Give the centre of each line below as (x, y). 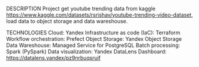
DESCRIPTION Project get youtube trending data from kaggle (81, 9)
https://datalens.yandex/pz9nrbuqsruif (53, 58)
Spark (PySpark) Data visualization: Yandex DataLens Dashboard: (86, 52)
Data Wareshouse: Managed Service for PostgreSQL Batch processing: (93, 45)
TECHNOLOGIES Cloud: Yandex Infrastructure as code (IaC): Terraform (93, 33)
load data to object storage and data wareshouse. (67, 21)
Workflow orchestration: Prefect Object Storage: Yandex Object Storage (94, 39)
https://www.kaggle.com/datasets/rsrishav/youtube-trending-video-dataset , (99, 15)
